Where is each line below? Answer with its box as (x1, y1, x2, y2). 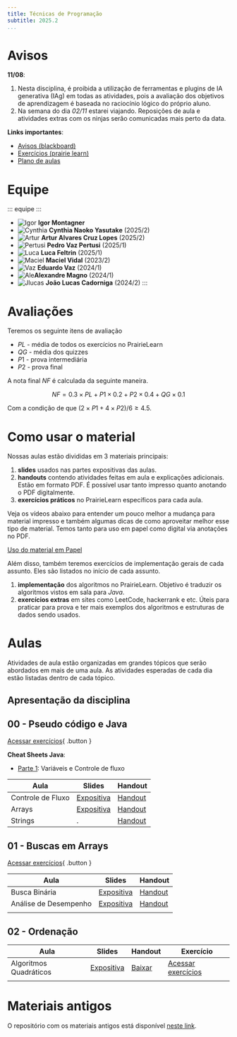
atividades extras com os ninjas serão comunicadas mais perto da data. (17, 114, 226, 123)
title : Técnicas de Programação (7, 10, 102, 18)
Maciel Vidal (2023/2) (45, 256, 111, 265)
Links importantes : (7, 128, 63, 136)
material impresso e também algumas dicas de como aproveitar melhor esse (7, 517, 229, 526)
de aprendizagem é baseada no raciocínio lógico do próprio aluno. (17, 100, 212, 108)
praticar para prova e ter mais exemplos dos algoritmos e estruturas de (17, 603, 224, 612)
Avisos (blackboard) (17, 142, 76, 150)
